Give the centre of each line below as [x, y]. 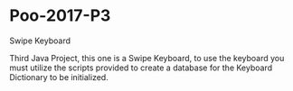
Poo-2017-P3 [60, 16]
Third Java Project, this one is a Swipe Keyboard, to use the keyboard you [147, 58]
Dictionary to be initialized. [59, 77]
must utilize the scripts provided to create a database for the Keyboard [141, 68]
